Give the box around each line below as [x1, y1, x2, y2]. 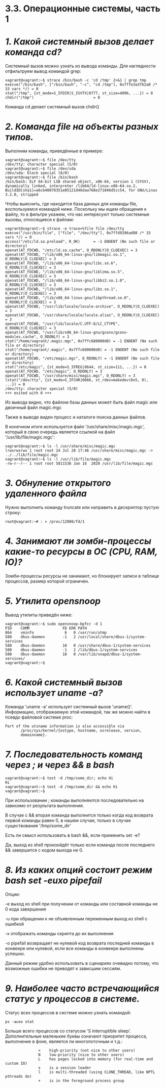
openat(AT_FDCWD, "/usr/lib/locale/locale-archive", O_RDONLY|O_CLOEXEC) [5, 304, 160, 309]
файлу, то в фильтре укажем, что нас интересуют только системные [5, 211, 150, 218]
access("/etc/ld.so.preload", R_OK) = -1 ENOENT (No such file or [5, 239, 155, 244]
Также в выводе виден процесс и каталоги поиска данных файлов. [5, 414, 147, 420]
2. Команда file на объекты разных [5, 121, 159, 133]
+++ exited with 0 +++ [5, 391, 52, 396]
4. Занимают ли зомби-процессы [5, 536, 152, 547]
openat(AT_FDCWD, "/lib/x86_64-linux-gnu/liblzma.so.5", [5, 270, 125, 274]
